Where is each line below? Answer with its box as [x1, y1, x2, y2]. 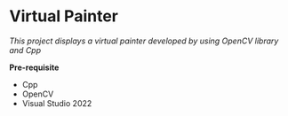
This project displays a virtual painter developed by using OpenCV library [9, 35, 279, 46]
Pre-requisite [9, 62, 60, 73]
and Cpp [9, 44, 42, 55]
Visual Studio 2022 [21, 97, 92, 108]
